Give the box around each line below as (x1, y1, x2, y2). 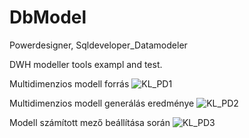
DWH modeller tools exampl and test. (9, 58, 163, 70)
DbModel (9, 6, 87, 29)
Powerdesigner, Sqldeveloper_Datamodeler (9, 39, 188, 51)
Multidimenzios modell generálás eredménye (9, 97, 195, 109)
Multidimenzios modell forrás (9, 77, 130, 90)
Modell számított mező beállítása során (9, 116, 171, 128)
